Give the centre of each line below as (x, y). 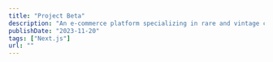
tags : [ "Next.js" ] (39, 38)
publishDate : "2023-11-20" (54, 31)
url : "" (22, 46)
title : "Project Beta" (47, 16)
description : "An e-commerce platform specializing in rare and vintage (134, 23)
